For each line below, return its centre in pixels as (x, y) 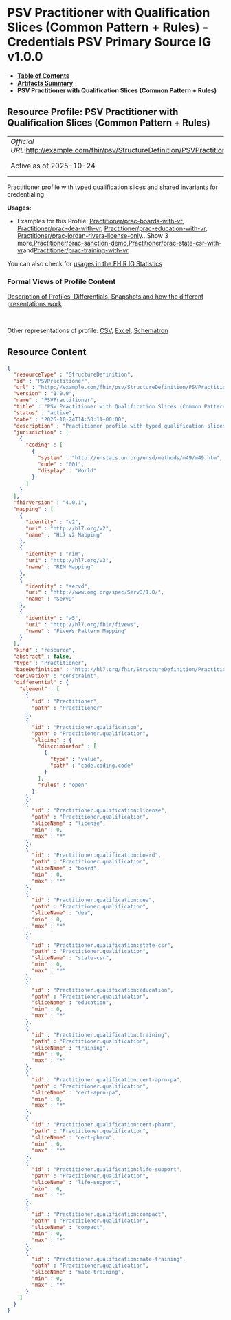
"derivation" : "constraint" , (56, 676)
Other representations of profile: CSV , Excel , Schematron (88, 331)
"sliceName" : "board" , (66, 868)
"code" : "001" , (61, 464)
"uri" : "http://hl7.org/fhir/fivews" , (82, 624)
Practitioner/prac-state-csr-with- (175, 243)
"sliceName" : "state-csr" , (72, 958)
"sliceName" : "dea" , (63, 913)
